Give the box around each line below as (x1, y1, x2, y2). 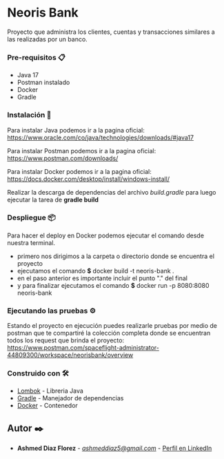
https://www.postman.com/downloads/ (7, 154, 119, 162)
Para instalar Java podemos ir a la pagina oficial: (7, 126, 145, 134)
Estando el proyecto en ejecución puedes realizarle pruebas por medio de (7, 322, 218, 330)
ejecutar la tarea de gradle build (7, 195, 99, 204)
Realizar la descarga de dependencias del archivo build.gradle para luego (7, 188, 216, 196)
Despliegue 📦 (7, 213, 56, 222)
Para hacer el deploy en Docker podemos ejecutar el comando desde (7, 231, 205, 240)
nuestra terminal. (7, 238, 56, 246)
